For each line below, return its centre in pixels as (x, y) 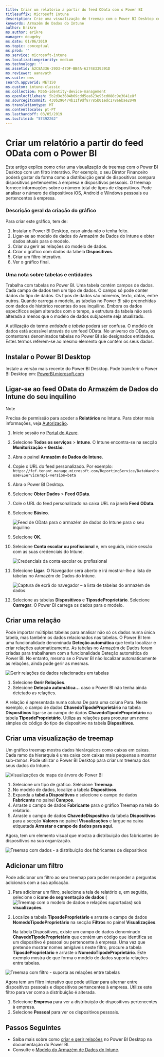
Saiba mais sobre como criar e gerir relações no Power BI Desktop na (82, 1039)
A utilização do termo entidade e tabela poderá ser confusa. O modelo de (80, 326)
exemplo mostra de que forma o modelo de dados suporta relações (80, 958)
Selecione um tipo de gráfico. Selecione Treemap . (63, 785)
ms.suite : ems (20, 78)
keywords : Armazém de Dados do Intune (45, 23)
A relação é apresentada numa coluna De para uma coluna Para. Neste (77, 702)
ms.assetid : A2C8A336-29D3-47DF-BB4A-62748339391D (58, 69)
